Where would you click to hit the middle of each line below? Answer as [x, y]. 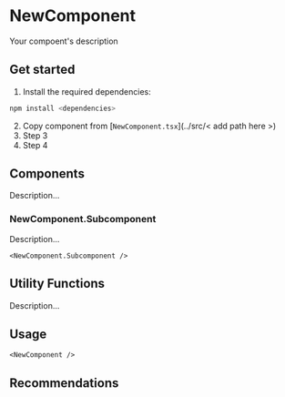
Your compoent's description [64, 41]
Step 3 [35, 135]
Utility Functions [57, 284]
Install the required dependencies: [87, 91]
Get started [42, 70]
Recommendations [64, 383]
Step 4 [35, 145]
